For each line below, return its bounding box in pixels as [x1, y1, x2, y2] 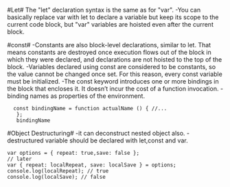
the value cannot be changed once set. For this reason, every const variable [7, 70, 223, 78]
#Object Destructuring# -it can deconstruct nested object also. [7, 129, 185, 137]
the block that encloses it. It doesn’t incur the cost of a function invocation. [7, 85, 219, 92]
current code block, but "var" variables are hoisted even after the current [7, 21, 214, 28]
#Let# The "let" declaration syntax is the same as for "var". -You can [7, 6, 201, 14]
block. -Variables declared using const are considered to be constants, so [7, 63, 216, 71]
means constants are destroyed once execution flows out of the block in [7, 48, 211, 56]
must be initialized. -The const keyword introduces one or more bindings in [7, 77, 219, 85]
